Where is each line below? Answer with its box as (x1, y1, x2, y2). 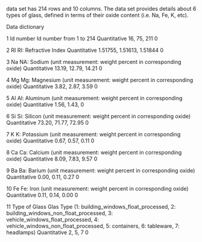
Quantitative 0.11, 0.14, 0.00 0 (6, 191, 78, 199)
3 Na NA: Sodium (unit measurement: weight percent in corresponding (6, 59, 182, 65)
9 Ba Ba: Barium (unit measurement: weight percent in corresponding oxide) (6, 167, 195, 174)
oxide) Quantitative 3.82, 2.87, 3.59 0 (6, 83, 98, 90)
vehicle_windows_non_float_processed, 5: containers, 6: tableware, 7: (6, 223, 180, 229)
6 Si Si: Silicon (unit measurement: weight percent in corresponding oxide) (6, 113, 191, 119)
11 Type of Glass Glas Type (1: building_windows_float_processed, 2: (6, 203, 176, 210)
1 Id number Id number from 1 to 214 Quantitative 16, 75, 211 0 (6, 35, 158, 42)
